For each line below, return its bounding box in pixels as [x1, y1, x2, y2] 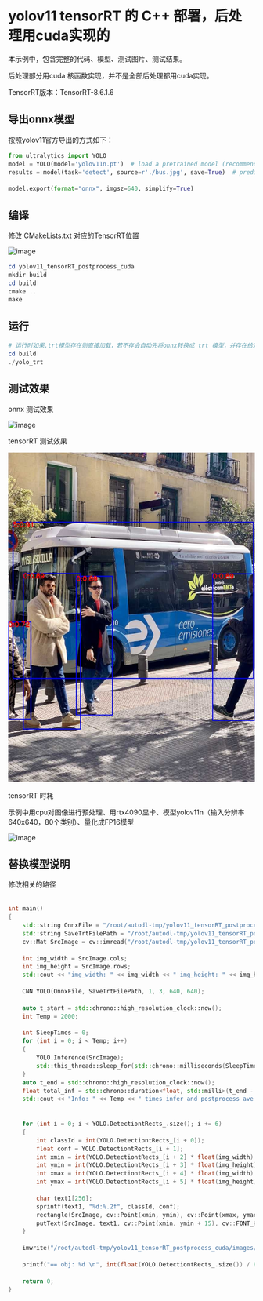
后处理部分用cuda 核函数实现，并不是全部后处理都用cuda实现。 [8, 71, 214, 80]
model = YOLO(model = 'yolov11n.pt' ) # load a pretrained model [8, 160, 219, 168]
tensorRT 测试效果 [8, 436, 68, 446]
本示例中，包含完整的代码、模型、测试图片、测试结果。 [8, 54, 186, 64]
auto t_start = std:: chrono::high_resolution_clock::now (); [22, 1004, 222, 1012]
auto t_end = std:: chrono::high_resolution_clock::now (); [22, 1078, 215, 1087]
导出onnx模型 [8, 113, 75, 126]
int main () [8, 905, 44, 913]
